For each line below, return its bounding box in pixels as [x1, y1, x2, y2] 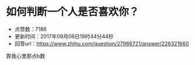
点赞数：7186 [14, 26, 47, 32]
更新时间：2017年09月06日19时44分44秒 [14, 32, 114, 39]
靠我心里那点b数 [6, 52, 46, 59]
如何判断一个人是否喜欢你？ [6, 5, 140, 19]
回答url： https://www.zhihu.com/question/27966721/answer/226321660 [14, 40, 189, 47]
